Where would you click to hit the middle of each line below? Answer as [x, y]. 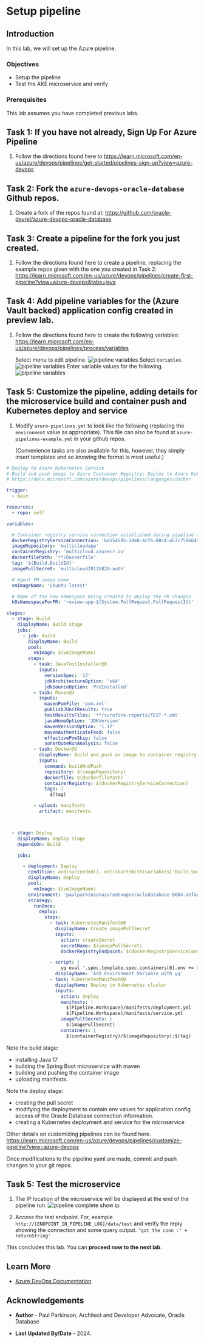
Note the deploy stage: [35, 1091]
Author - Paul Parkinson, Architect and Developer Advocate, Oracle [100, 1315]
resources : [20, 507]
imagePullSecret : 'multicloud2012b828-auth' [69, 568]
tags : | [54, 789]
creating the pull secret [44, 1103]
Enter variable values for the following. [115, 366]
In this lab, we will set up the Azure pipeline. [61, 48]
